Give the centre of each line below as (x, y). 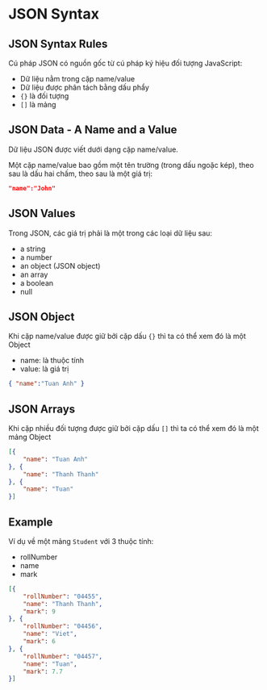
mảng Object (30, 437)
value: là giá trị (44, 369)
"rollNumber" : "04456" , (63, 626)
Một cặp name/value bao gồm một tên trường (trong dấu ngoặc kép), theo (131, 165)
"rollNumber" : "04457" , (63, 656)
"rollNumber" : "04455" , (63, 596)
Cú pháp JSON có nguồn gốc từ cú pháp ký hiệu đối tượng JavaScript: (125, 63)
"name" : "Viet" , (50, 634)
